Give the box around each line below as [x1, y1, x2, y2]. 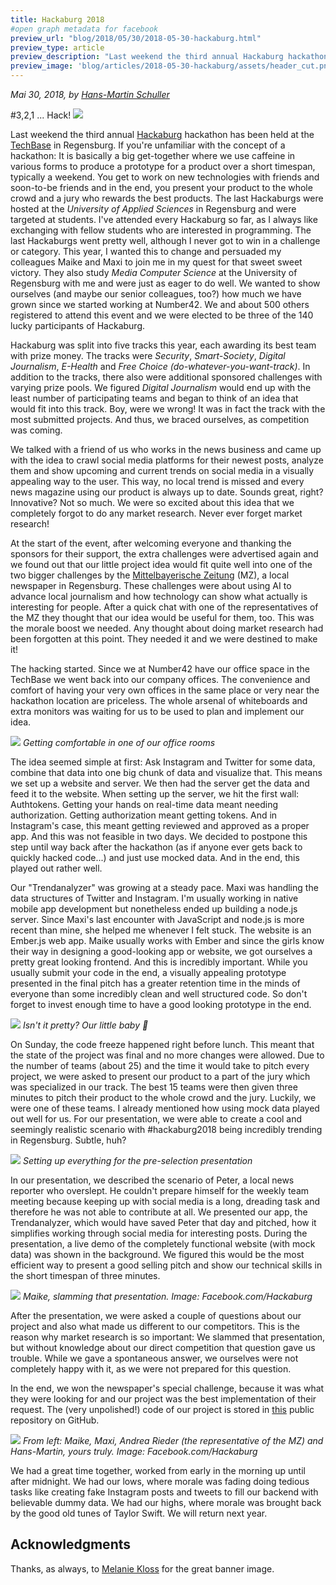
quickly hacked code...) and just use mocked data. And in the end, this [10, 852, 300, 863]
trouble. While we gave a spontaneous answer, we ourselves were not [10, 1352, 299, 1364]
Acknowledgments [10, 1536, 132, 1553]
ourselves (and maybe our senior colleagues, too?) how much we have [10, 288, 302, 300]
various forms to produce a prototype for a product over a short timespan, [10, 161, 316, 172]
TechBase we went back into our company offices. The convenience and [10, 674, 311, 685]
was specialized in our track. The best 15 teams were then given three [10, 1081, 298, 1093]
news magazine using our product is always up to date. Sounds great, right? [10, 486, 324, 498]
